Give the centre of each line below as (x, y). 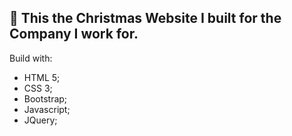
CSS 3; (38, 88)
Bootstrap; (45, 98)
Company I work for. (74, 34)
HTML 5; (42, 77)
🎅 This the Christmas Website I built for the (145, 18)
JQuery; (40, 120)
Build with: (31, 58)
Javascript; (47, 109)
